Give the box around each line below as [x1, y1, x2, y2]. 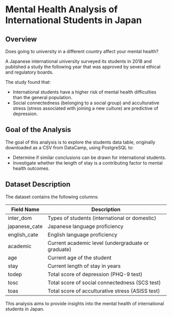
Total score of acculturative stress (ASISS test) [48, 287, 160, 295]
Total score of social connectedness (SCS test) [48, 279, 161, 286]
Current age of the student [48, 254, 112, 261]
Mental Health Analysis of [5, 4, 118, 15]
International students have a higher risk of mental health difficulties [12, 89, 157, 95]
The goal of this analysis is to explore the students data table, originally [5, 139, 156, 145]
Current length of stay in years [48, 262, 121, 269]
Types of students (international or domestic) [48, 214, 157, 221]
